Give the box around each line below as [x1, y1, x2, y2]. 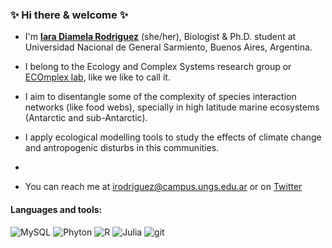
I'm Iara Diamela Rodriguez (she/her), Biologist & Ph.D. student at [24, 31, 297, 43]
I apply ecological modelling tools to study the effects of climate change [24, 131, 322, 143]
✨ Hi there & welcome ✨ [10, 8, 129, 22]
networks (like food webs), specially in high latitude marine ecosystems [24, 101, 320, 113]
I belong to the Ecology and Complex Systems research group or [24, 61, 292, 73]
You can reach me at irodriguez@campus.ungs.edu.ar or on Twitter [24, 181, 303, 193]
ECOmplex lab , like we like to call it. [24, 71, 171, 83]
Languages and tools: [10, 203, 103, 215]
